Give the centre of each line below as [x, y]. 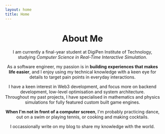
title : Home [17, 14]
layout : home [18, 10]
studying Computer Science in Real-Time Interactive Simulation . [82, 57]
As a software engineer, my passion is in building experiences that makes [82, 67]
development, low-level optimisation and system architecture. [82, 92]
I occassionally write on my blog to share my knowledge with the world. [82, 127]
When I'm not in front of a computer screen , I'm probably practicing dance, [82, 112]
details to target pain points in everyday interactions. [82, 77]
